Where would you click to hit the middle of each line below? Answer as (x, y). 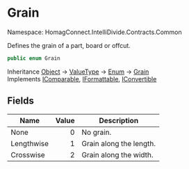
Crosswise (28, 154)
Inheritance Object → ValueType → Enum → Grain (78, 72)
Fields (21, 101)
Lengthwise (30, 143)
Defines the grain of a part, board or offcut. (69, 45)
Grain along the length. (119, 143)
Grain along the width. (118, 154)
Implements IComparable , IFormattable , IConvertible (82, 79)
